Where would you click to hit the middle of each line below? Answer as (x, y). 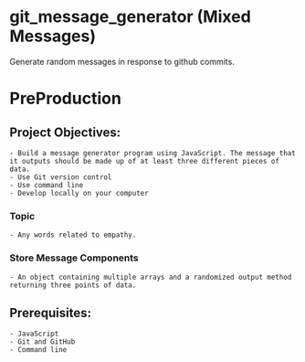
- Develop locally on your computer (79, 193)
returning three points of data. (73, 285)
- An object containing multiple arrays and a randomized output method (151, 277)
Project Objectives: (65, 132)
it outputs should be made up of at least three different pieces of (145, 161)
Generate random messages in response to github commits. (122, 61)
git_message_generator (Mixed (130, 17)
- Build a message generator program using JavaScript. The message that (153, 153)
